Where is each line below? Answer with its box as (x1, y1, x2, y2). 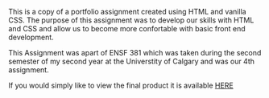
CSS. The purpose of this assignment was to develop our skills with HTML (8, 15, 255, 25)
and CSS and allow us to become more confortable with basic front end (8, 24, 246, 33)
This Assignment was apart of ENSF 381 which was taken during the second (8, 48, 262, 57)
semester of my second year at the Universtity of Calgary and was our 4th (8, 56, 255, 66)
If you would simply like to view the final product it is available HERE (8, 80, 234, 90)
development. (8, 32, 54, 42)
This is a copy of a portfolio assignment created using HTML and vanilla (8, 7, 247, 16)
